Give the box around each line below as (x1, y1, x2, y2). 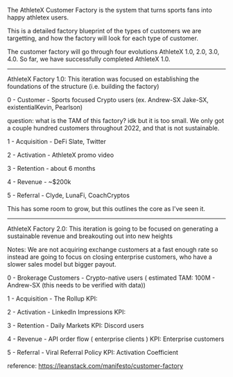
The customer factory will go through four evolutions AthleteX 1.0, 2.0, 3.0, (7, 48, 220, 56)
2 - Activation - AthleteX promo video (7, 151, 114, 159)
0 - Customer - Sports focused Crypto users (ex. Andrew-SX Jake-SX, (7, 96, 209, 103)
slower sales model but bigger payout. (7, 260, 116, 268)
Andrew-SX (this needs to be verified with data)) (7, 281, 146, 289)
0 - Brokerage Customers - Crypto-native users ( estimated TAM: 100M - (7, 274, 216, 282)
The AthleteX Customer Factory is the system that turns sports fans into (7, 6, 213, 14)
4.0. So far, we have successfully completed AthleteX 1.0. (7, 55, 171, 63)
